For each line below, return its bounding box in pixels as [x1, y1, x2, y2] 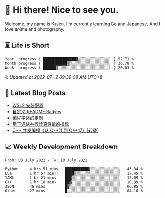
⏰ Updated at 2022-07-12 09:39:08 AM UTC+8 [5, 74, 103, 80]
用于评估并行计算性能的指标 [12, 121, 69, 127]
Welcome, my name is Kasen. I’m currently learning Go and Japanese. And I [5, 21, 160, 27]
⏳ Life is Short [5, 41, 50, 49]
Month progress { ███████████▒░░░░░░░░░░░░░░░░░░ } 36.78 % [5, 61, 134, 66]
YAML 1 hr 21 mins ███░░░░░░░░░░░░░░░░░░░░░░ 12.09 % [5, 175, 143, 180]
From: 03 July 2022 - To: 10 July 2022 [5, 158, 88, 163]
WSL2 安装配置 [12, 102, 44, 108]
